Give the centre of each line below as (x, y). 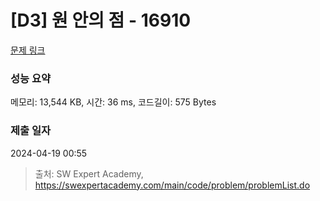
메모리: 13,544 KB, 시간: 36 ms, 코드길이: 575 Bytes (113, 102)
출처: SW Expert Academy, (89, 173)
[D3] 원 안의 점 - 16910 (101, 20)
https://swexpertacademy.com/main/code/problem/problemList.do (172, 185)
